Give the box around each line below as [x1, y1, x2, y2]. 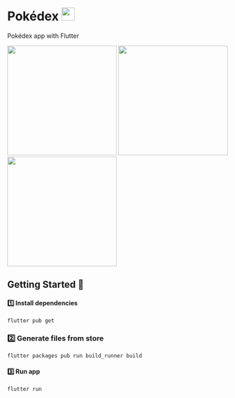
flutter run [7, 386, 42, 393]
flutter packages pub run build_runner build [7, 352, 142, 359]
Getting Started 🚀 [7, 279, 85, 291]
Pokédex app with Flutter [7, 32, 79, 40]
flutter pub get [7, 317, 55, 324]
